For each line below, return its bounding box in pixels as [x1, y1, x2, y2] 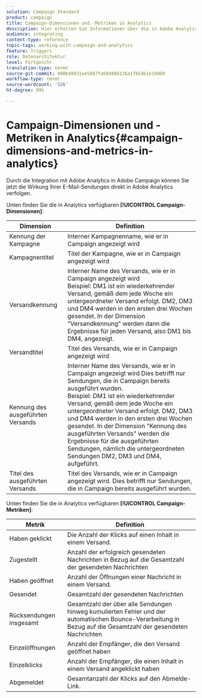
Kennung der [9, 232, 46, 240]
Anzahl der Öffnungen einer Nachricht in [67, 573, 182, 581]
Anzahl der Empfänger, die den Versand [67, 640, 180, 648]
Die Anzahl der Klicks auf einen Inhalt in [67, 531, 179, 539]
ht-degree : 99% [6, 87, 44, 93]
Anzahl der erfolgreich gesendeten [67, 547, 166, 556]
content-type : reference [6, 37, 69, 43]
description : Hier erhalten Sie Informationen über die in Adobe [6, 25, 173, 32]
